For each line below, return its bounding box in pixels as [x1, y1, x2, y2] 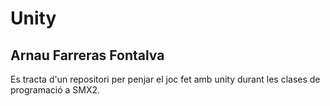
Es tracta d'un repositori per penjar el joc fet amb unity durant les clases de [10, 73, 321, 85]
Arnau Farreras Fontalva [10, 47, 165, 64]
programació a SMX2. [10, 84, 101, 96]
